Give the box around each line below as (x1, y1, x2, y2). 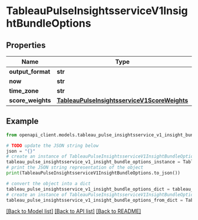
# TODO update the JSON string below (6, 143, 99, 149)
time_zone (9, 87, 39, 95)
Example (6, 116, 39, 126)
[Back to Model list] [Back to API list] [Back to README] (6, 208, 141, 215)
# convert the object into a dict (6, 180, 91, 186)
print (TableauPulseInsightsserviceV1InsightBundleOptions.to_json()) (6, 170, 181, 176)
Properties (6, 40, 46, 50)
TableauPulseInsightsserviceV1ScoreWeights (57, 96, 189, 104)
